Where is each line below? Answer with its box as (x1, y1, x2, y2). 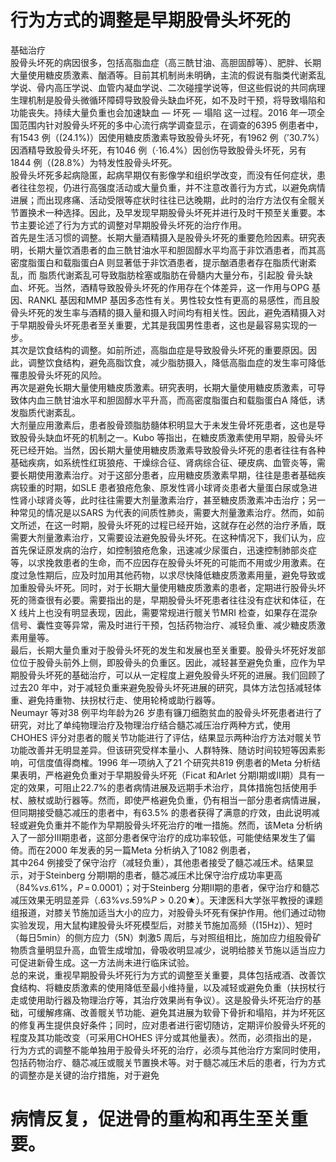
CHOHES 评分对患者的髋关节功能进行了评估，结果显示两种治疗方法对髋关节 (10, 731, 322, 743)
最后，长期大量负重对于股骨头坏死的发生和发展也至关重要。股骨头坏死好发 (10, 644, 317, 656)
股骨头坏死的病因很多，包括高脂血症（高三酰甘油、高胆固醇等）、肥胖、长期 (10, 56, 322, 68)
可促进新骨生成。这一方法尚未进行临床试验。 (10, 956, 195, 968)
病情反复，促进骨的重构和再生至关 (10, 1108, 292, 1131)
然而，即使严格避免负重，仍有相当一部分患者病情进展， (97, 794, 326, 806)
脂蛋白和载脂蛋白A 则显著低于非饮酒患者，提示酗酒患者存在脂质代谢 (27, 256, 308, 268)
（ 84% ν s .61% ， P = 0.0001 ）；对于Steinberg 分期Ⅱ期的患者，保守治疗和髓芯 (10, 881, 320, 893)
